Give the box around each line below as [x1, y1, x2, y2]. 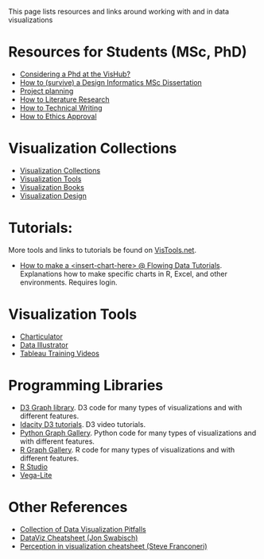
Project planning [19, 86, 74, 95]
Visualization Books [19, 182, 85, 192]
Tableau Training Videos [19, 348, 99, 358]
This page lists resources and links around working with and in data [8, 7, 229, 16]
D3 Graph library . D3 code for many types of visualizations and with [19, 402, 243, 412]
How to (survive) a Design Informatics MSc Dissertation [19, 77, 203, 87]
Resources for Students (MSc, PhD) [8, 43, 248, 61]
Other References [8, 498, 128, 516]
